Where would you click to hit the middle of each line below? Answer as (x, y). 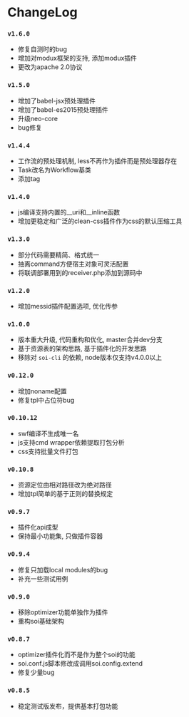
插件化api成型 (38, 527)
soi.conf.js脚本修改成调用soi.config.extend (80, 664)
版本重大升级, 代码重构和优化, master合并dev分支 (90, 340)
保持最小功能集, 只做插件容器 (60, 536)
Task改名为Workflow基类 (54, 170)
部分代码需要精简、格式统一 (58, 254)
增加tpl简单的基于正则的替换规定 (65, 494)
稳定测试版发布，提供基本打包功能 (68, 706)
